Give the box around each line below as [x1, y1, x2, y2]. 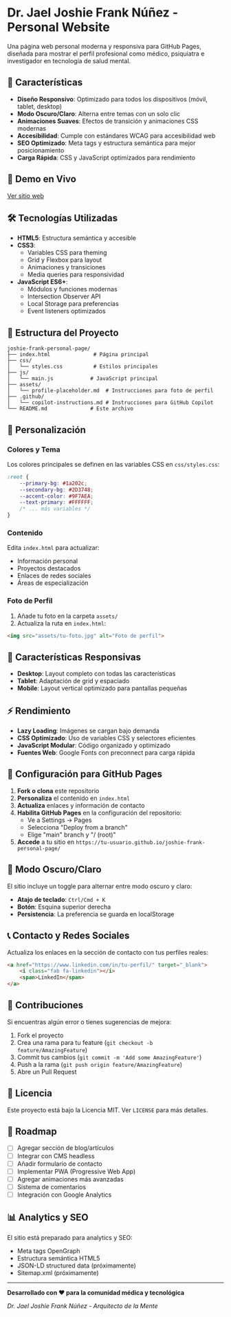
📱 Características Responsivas [7, 651, 142, 663]
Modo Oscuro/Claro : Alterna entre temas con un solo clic [16, 109, 181, 118]
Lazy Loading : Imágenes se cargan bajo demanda [16, 727, 159, 735]
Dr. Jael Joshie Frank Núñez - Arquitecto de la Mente [7, 1301, 158, 1310]
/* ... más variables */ [19, 505, 91, 513]
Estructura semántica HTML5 [16, 1254, 100, 1262]
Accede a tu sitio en [16, 837, 74, 846]
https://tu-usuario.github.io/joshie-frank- [75, 839, 206, 846]
